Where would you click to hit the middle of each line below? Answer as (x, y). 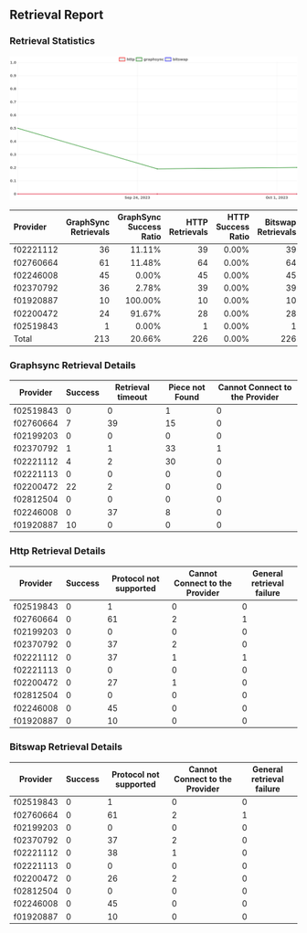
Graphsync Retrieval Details (73, 365)
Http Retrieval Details (58, 551)
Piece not (187, 387)
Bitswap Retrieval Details (66, 747)
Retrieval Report (57, 15)
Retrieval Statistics (53, 41)
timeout (132, 398)
